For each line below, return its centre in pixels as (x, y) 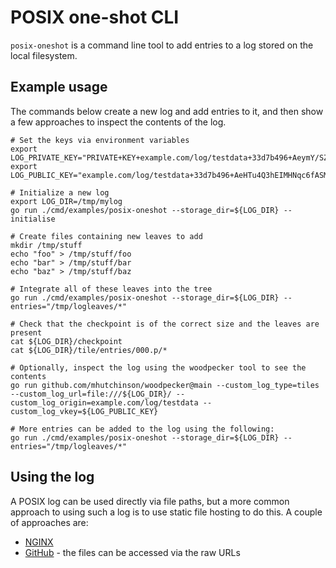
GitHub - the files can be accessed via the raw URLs (132, 552)
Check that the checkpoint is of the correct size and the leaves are (169, 324)
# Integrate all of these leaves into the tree (111, 289)
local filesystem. (44, 55)
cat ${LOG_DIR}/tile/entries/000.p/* (89, 350)
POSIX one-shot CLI (95, 17)
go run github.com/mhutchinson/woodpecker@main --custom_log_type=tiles (165, 385)
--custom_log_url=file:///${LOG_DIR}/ (91, 394)
